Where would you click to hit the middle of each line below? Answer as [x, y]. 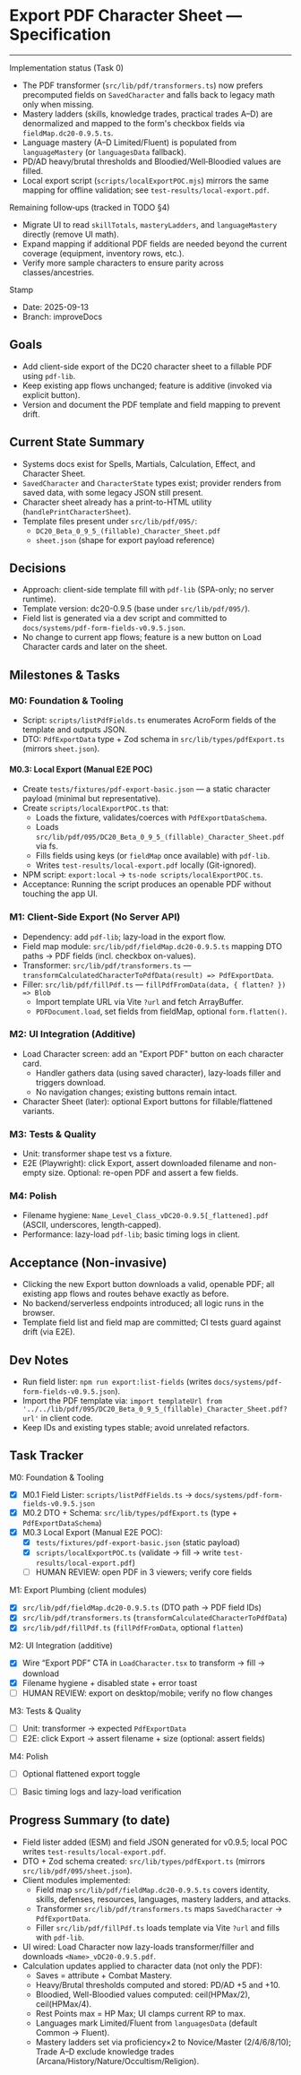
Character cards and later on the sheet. [95, 647]
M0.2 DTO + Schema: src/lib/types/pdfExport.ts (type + [129, 1512]
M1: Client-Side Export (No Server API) [95, 917]
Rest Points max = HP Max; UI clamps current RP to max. [141, 2013]
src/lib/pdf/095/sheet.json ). [77, 1871]
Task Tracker [46, 1456]
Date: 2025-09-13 [56, 307]
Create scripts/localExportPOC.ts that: [95, 808]
